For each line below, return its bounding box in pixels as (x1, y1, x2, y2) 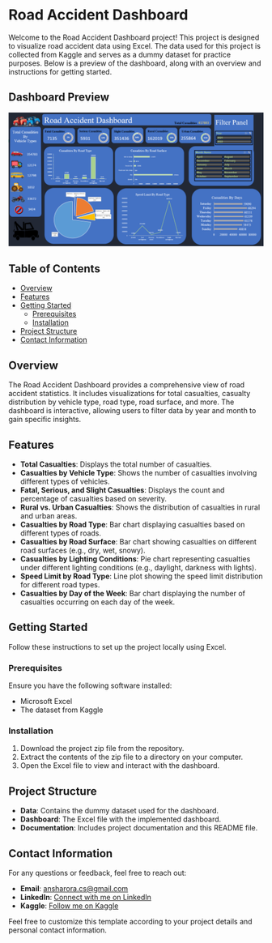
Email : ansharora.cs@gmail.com (19, 884, 129, 894)
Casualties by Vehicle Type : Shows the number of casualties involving (19, 468, 257, 477)
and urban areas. (19, 511, 78, 520)
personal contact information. (8, 925, 108, 935)
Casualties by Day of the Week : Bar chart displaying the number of (19, 589, 245, 598)
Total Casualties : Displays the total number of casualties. (19, 459, 212, 469)
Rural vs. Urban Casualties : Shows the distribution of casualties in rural (19, 502, 261, 512)
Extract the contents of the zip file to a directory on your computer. (19, 752, 244, 762)
